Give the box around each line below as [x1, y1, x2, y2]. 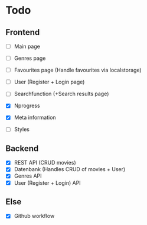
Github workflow [14, 213, 55, 220]
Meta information [14, 114, 57, 121]
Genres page [14, 54, 46, 62]
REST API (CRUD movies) [14, 159, 76, 166]
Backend [5, 143, 39, 153]
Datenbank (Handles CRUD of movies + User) [14, 166, 126, 173]
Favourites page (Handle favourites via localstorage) [14, 66, 142, 74]
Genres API [14, 172, 42, 179]
